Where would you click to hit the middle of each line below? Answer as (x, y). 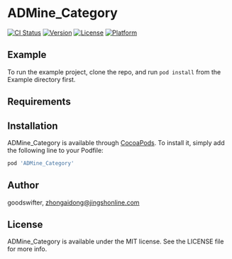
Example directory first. (42, 79)
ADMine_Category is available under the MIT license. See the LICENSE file (116, 241)
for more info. (27, 249)
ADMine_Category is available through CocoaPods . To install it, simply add (116, 142)
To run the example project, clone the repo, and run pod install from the (114, 71)
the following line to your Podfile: (56, 150)
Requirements (39, 102)
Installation (33, 126)
